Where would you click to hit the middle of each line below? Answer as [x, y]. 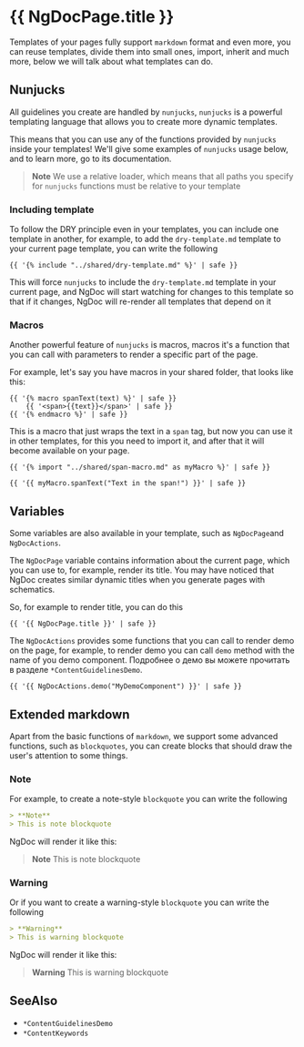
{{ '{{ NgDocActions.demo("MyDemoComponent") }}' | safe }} [126, 686]
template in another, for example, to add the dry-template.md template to [145, 239]
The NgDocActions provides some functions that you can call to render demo [152, 641]
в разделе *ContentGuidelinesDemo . [76, 670]
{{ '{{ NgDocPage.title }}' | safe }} [83, 624]
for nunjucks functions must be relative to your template [136, 186]
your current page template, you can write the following [114, 249]
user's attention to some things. [69, 755]
